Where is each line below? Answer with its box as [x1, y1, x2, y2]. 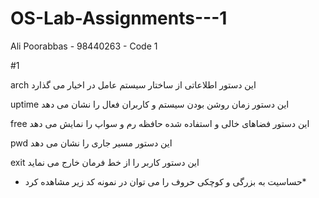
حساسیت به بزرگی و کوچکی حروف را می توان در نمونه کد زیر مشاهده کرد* [24, 175, 307, 187]
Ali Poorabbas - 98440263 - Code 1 [10, 40, 158, 52]
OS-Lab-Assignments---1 [10, 7, 228, 30]
